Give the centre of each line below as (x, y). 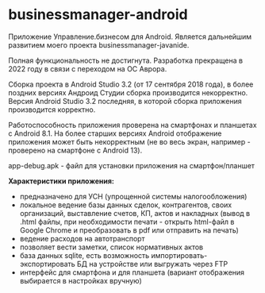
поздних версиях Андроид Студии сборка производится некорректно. (128, 92)
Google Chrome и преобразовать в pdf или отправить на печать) (129, 230)
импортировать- (179, 255)
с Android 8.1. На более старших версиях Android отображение (115, 133)
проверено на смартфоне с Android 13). (75, 150)
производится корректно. (52, 110)
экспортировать (47, 264)
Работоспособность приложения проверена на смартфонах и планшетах (132, 125)
